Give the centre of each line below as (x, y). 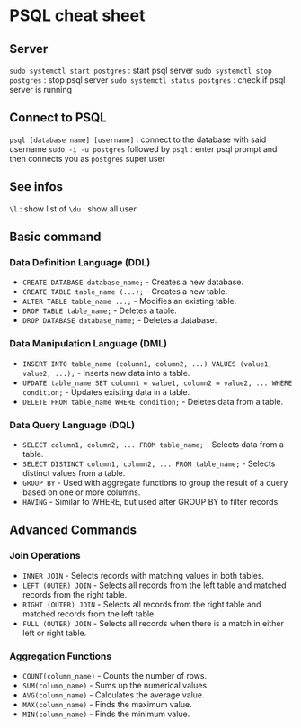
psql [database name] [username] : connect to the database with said (138, 139)
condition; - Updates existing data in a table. (106, 391)
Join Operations (45, 556)
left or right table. (54, 633)
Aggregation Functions (61, 656)
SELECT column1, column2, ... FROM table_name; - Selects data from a (153, 444)
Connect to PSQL (58, 118)
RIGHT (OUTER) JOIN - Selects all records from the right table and (142, 604)
